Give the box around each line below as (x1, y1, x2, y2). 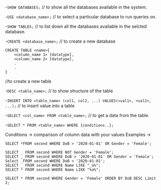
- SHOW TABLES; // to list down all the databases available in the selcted (5, 23, 147, 29)
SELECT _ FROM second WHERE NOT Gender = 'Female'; (5, 150, 114, 155)
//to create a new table (5, 78, 52, 84)
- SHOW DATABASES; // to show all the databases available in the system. (5, 4, 147, 10)
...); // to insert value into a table (5, 103, 75, 109)
